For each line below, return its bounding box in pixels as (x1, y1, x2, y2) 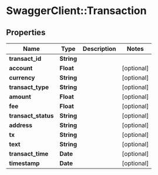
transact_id (9, 54, 42, 63)
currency (9, 74, 35, 81)
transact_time (9, 150, 49, 157)
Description (82, 45, 116, 53)
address (9, 121, 33, 129)
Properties (6, 28, 46, 37)
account (9, 64, 33, 72)
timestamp (9, 159, 40, 167)
